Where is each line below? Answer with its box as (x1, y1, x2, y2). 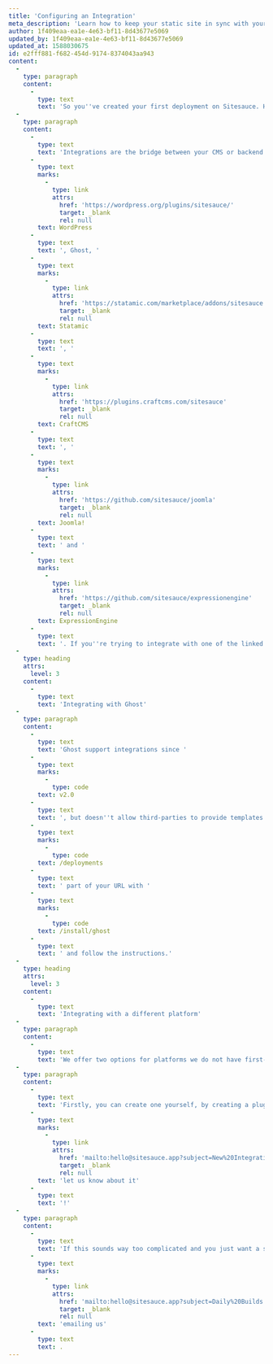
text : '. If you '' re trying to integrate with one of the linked (37, 639, 264, 647)
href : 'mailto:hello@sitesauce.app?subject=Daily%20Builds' (59, 1297, 267, 1305)
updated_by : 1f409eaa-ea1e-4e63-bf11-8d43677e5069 (8, 34, 184, 43)
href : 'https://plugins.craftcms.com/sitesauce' (59, 398, 227, 406)
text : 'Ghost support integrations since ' (37, 745, 187, 753)
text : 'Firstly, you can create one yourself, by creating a (37, 1100, 249, 1109)
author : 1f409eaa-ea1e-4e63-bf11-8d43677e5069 (8, 27, 169, 35)
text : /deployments (37, 859, 104, 867)
